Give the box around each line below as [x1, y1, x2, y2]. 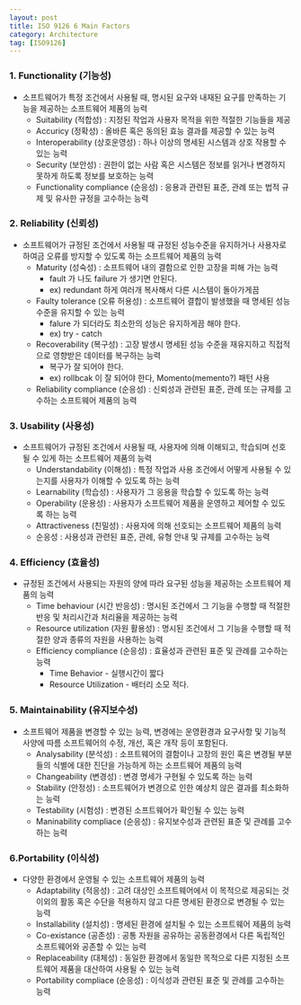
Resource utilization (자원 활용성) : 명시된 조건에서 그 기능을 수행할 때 [35, 623, 282, 634]
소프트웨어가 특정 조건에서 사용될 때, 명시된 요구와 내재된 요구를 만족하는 [22, 92, 277, 102]
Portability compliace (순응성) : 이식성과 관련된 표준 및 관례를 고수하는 [35, 975, 285, 986]
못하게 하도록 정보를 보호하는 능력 [35, 170, 155, 181]
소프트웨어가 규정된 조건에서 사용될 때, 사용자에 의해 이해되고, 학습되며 [22, 442, 270, 453]
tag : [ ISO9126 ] [9, 38, 66, 48]
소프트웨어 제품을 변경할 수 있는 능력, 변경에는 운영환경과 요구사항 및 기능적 [22, 726, 287, 736]
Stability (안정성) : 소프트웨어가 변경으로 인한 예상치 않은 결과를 [35, 782, 259, 793]
